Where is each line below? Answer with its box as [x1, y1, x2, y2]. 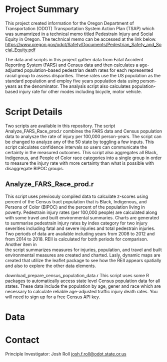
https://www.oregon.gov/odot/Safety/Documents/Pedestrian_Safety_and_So [5, 41, 161, 47]
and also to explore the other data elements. [5, 263, 96, 269]
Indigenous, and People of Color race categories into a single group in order [5, 155, 162, 161]
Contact [5, 334, 39, 346]
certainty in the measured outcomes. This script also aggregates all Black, [5, 149, 158, 155]
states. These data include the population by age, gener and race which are [5, 283, 161, 289]
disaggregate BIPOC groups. [5, 165, 64, 171]
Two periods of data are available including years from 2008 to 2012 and [5, 230, 155, 236]
